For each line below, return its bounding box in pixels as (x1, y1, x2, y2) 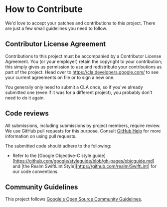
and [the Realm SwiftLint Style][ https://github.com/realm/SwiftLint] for (12, 163, 157, 169)
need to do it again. (5, 94, 45, 100)
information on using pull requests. (5, 133, 77, 139)
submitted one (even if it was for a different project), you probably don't (5, 89, 153, 95)
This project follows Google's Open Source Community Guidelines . (5, 196, 143, 202)
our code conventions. (12, 168, 59, 174)
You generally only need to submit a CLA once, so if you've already (5, 84, 143, 90)
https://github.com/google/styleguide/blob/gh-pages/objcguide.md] (14, 157, 155, 163)
